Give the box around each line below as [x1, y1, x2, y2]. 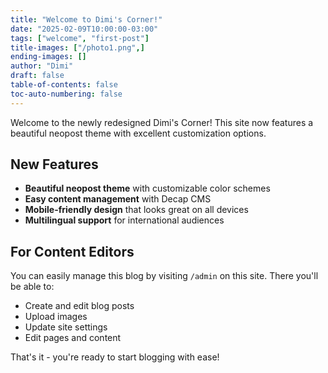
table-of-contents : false [10, 80, 118, 90]
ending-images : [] [10, 52, 87, 62]
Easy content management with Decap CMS [24, 193, 212, 205]
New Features [10, 156, 99, 173]
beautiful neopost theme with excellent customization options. [10, 127, 267, 139]
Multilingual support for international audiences [24, 214, 225, 226]
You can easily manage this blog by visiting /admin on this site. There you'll [10, 270, 319, 282]
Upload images [24, 311, 88, 323]
